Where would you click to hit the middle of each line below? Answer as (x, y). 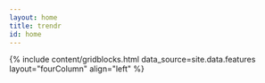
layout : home (33, 17)
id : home (25, 34)
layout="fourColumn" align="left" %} (77, 69)
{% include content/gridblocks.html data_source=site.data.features (132, 60)
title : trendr (36, 26)
